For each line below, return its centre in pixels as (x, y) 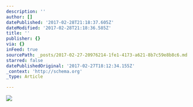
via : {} (16, 44)
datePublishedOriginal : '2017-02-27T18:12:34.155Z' (70, 66)
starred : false (25, 60)
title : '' (18, 33)
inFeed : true (22, 50)
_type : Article (25, 77)
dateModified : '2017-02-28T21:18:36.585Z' (59, 28)
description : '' (26, 11)
